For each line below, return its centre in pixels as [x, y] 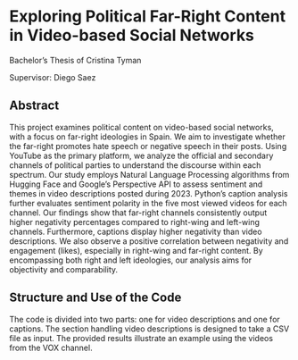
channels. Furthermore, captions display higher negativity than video [136, 231]
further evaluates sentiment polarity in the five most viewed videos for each [148, 203]
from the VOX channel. [51, 347]
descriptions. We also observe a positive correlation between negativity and [149, 241]
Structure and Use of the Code [95, 298]
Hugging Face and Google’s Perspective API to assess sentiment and [136, 184]
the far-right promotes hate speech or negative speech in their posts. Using [148, 146]
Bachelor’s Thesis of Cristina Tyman [75, 60]
